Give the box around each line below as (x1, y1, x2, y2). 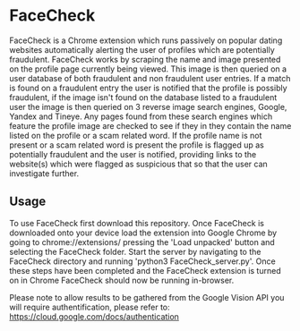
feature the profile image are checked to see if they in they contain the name (9, 120, 292, 131)
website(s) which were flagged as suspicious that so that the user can (9, 158, 269, 169)
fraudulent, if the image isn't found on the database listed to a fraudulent (9, 91, 278, 103)
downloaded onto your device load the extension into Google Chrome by (9, 227, 278, 238)
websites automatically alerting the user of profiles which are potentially (9, 44, 275, 55)
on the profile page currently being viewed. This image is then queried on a (9, 64, 287, 74)
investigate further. (9, 167, 79, 179)
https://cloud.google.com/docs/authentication (9, 310, 179, 322)
